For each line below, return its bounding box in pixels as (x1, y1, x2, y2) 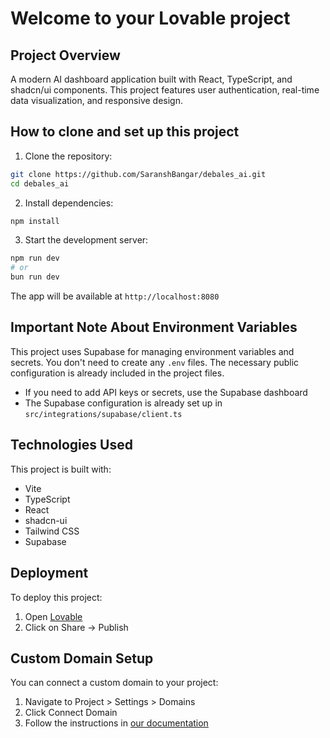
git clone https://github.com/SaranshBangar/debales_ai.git (10, 169, 267, 179)
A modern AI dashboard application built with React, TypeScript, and (10, 73, 293, 85)
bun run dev (10, 272, 60, 282)
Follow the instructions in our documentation (24, 717, 209, 729)
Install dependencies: (24, 197, 114, 209)
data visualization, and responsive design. (10, 95, 184, 106)
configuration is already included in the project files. (10, 367, 225, 379)
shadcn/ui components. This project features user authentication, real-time (10, 84, 320, 96)
